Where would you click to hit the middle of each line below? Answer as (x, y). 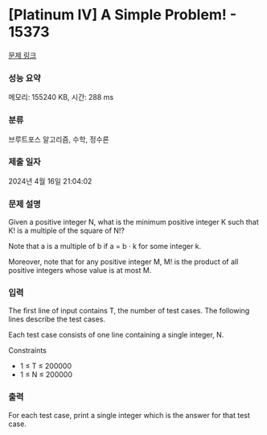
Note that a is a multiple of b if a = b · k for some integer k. (105, 246)
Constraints (27, 350)
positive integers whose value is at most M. (80, 271)
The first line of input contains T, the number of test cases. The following (129, 311)
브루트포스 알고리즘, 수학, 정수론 (59, 139)
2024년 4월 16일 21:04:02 (50, 181)
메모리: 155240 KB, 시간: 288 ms (61, 97)
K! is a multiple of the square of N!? (67, 230)
